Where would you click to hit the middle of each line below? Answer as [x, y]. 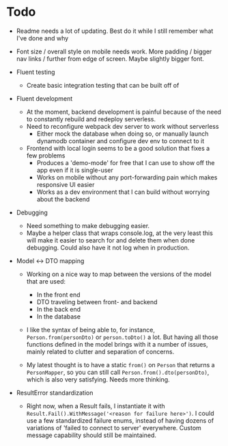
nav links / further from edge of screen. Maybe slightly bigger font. [110, 58]
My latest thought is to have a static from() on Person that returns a [121, 364]
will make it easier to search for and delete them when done [111, 240]
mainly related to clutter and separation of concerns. [100, 351]
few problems [46, 156]
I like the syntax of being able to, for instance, [90, 330]
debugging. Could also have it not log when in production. [108, 247]
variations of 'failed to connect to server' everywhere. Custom [114, 428]
